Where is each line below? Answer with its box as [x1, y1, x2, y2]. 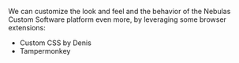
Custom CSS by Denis [19, 38, 92, 47]
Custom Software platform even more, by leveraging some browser [8, 15, 227, 24]
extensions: [8, 23, 46, 32]
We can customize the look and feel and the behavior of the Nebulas [8, 7, 231, 16]
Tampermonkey [19, 47, 71, 55]
